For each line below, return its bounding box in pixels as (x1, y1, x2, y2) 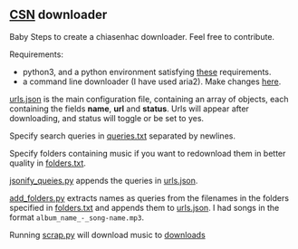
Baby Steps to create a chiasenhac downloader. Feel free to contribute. (9, 31, 274, 42)
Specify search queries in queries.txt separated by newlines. (9, 130, 236, 141)
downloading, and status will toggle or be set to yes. (9, 112, 205, 123)
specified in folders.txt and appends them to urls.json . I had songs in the (9, 202, 280, 213)
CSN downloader (9, 7, 108, 23)
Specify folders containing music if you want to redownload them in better (9, 148, 286, 158)
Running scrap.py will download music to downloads (9, 229, 206, 240)
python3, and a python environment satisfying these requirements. (22, 66, 272, 77)
